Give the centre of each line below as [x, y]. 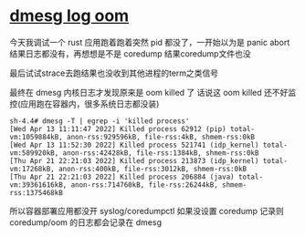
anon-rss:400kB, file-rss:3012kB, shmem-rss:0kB [152, 169]
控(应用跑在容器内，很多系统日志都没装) [84, 103]
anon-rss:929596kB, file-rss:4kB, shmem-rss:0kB [161, 137]
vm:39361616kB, [38, 185]
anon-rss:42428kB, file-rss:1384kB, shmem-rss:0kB [161, 153]
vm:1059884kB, [37, 137]
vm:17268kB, [32, 169]
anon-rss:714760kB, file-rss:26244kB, [145, 185]
